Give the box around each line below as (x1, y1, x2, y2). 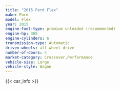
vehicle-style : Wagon (5, 64, 52, 69)
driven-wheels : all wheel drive (5, 45, 74, 50)
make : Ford (5, 12, 29, 17)
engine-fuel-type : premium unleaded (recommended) (5, 26, 116, 32)
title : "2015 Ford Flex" (5, 7, 58, 13)
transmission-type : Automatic (5, 41, 70, 46)
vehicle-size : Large (5, 60, 50, 65)
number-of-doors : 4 (5, 50, 47, 55)
